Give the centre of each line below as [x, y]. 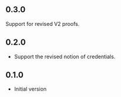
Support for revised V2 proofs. [43, 24]
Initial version [30, 89]
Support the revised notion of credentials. [65, 56]
